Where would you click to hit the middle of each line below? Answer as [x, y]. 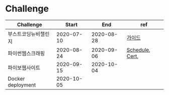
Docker [16, 78]
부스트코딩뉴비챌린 [29, 34]
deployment [22, 84]
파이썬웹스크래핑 [26, 53]
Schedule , [139, 49]
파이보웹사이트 [24, 67]
